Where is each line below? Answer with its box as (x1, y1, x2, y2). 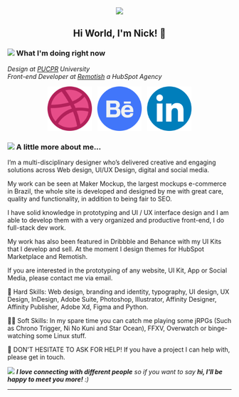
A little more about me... (16, 142, 102, 152)
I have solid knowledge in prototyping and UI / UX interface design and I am (7, 208, 229, 217)
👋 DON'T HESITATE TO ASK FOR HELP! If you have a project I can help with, (7, 345, 230, 354)
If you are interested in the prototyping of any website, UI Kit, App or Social (7, 266, 228, 275)
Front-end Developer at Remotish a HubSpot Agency (7, 72, 162, 80)
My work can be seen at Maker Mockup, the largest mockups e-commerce (7, 179, 227, 188)
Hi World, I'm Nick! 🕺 (73, 27, 166, 39)
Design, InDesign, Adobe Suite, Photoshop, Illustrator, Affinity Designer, (7, 295, 217, 304)
